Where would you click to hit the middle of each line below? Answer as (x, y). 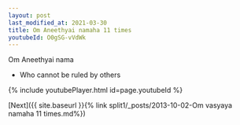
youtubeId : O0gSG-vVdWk (47, 37)
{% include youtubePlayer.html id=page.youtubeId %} (96, 90)
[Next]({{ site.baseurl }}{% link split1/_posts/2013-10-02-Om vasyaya (120, 105)
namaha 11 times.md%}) (47, 114)
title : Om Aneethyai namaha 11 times (70, 30)
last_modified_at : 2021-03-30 (58, 23)
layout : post (30, 15)
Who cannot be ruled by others (70, 75)
